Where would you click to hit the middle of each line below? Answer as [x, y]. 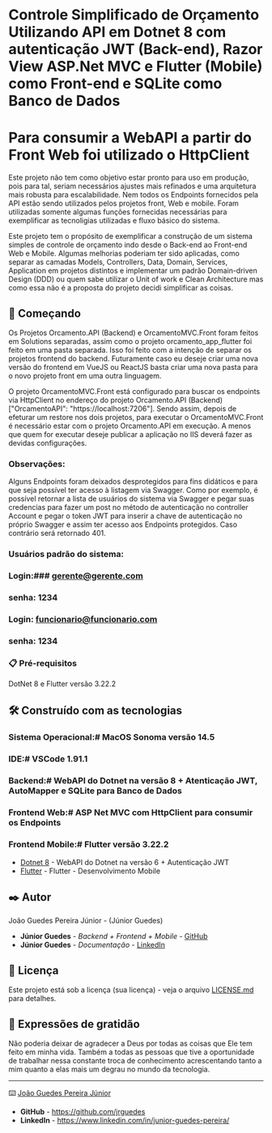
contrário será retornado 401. [57, 533]
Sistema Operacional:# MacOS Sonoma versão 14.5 [112, 737]
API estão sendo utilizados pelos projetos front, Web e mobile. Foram [123, 203]
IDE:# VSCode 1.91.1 [48, 759]
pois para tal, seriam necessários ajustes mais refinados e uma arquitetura [132, 186]
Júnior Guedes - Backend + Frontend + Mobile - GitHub [114, 936]
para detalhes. [32, 999]
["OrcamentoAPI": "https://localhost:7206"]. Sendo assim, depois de [123, 408]
